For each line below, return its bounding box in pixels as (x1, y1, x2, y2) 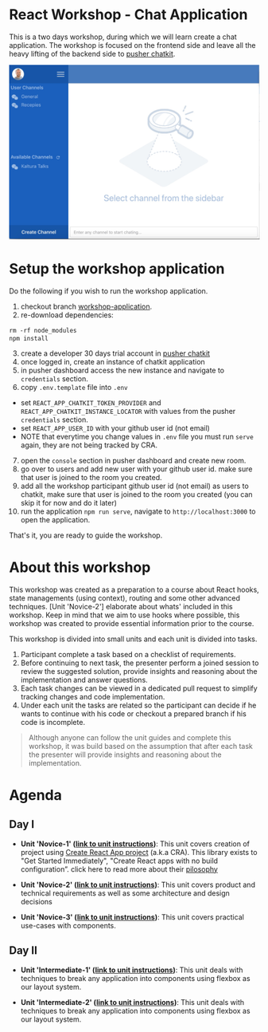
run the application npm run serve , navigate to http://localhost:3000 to (20, 506, 257, 516)
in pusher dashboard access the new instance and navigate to (20, 365, 225, 375)
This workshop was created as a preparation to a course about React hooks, (9, 585, 259, 594)
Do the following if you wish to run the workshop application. (9, 286, 208, 296)
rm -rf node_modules (9, 326, 78, 334)
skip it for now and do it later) (20, 498, 118, 507)
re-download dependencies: (20, 309, 114, 320)
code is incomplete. (20, 717, 86, 727)
